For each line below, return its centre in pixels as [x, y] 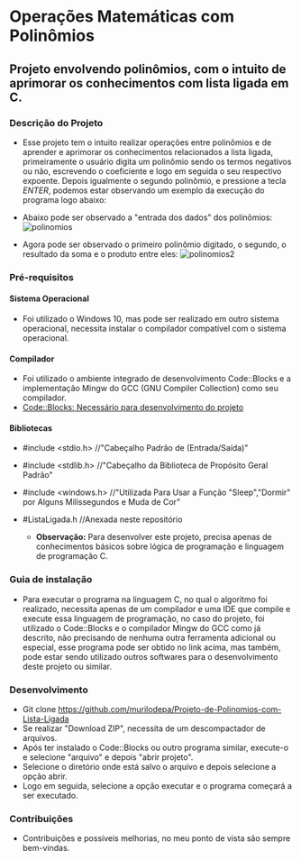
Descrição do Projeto [56, 123]
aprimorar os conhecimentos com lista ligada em [149, 83]
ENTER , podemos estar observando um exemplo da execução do [143, 190]
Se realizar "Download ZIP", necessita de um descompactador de [144, 728]
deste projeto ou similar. [67, 666]
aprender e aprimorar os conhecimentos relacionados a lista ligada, [147, 151]
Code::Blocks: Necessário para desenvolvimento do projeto [133, 407]
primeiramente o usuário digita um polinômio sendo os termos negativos [157, 161]
